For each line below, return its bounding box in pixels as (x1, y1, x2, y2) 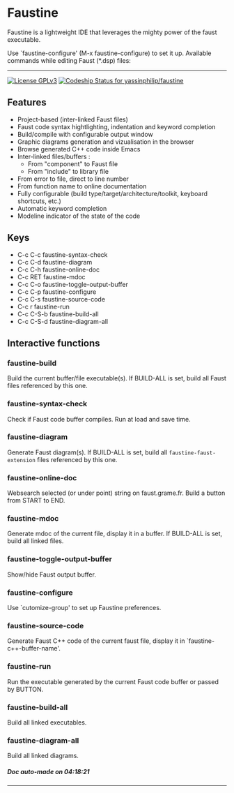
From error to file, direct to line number (17, 175, 129, 183)
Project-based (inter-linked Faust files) (17, 115, 129, 124)
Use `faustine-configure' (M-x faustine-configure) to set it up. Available (7, 49, 212, 57)
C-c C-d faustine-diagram (17, 258, 93, 266)
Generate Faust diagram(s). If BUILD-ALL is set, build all (7, 448, 168, 457)
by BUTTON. (7, 685, 44, 693)
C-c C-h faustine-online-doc (17, 265, 100, 274)
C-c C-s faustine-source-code (17, 295, 106, 303)
